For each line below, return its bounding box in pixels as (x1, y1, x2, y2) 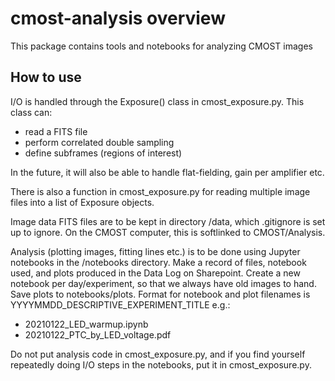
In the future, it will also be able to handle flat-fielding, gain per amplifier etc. (10, 166, 325, 178)
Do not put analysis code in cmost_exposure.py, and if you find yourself (10, 348, 306, 360)
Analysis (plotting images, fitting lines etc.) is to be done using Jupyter (10, 245, 301, 257)
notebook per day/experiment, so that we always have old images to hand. (10, 277, 317, 289)
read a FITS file (24, 125, 88, 137)
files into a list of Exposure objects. (10, 196, 155, 208)
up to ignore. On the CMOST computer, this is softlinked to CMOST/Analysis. (10, 226, 326, 238)
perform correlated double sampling (24, 136, 175, 148)
